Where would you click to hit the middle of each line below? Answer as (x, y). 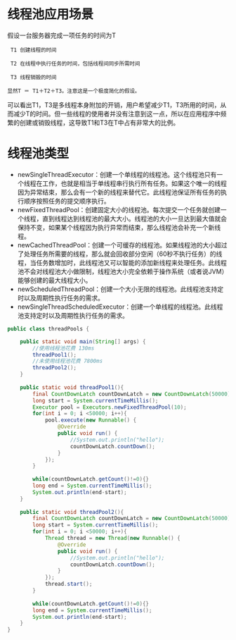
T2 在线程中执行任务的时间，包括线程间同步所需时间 (75, 63)
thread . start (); (68, 584)
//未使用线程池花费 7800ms (68, 361)
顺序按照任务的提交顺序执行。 (67, 201)
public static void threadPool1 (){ (72, 387)
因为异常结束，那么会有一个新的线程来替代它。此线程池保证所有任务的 (119, 192)
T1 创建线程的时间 (33, 50)
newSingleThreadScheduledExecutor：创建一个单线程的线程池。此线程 (120, 307)
